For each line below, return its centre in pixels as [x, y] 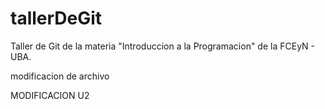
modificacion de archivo [60, 76]
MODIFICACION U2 [50, 95]
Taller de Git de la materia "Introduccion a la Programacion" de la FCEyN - [162, 46]
